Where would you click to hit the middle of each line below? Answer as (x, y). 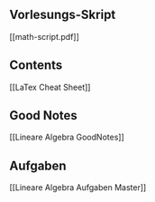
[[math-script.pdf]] (44, 36)
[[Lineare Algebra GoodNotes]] (67, 137)
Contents (36, 66)
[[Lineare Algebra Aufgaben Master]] (78, 188)
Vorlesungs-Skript (63, 15)
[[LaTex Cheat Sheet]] (50, 87)
